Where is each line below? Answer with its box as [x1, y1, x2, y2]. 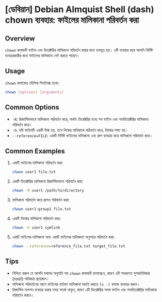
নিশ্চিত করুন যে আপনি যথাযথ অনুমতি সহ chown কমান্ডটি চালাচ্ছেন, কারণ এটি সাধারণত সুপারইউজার [12, 270, 150, 276]
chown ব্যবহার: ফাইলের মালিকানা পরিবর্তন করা [5, 15, 139, 26]
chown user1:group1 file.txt [12, 207, 71, 212]
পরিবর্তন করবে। [12, 292, 34, 298]
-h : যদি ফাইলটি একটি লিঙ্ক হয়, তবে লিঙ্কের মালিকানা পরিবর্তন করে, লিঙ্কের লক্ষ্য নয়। [12, 127, 129, 133]
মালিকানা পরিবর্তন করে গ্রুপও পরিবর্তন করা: [12, 197, 70, 203]
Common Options [5, 103, 60, 112]
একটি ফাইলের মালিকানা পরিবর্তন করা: [12, 160, 64, 166]
